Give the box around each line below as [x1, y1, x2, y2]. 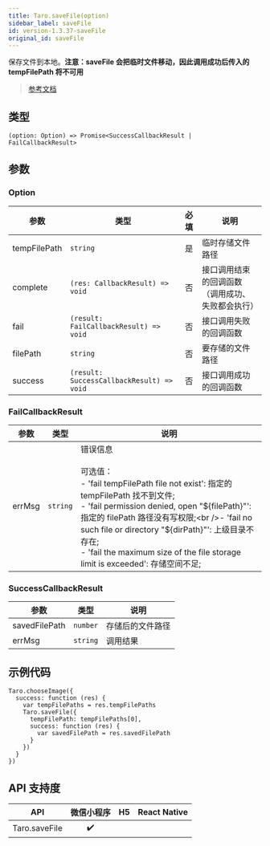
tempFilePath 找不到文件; [80, 490, 175, 502]
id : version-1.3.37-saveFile [8, 26, 106, 35]
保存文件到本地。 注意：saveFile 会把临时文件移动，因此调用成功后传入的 [8, 57, 250, 67]
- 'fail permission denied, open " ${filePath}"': [80, 501, 252, 512]
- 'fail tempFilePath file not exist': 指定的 [80, 478, 233, 490]
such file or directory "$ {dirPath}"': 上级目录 [80, 524, 247, 535]
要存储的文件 [202, 342, 251, 353]
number [73, 621, 99, 630]
